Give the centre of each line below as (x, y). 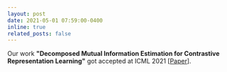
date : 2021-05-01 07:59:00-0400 (55, 20)
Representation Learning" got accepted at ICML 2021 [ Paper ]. (99, 61)
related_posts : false (39, 34)
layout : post (27, 14)
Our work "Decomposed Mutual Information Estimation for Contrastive (113, 54)
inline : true (27, 27)
